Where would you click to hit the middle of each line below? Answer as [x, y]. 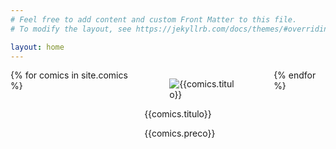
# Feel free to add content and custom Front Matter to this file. [154, 19]
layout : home [37, 47]
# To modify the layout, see [71, 29]
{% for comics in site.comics [69, 75]
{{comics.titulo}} [178, 114]
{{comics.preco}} [180, 133]
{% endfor [295, 75]
